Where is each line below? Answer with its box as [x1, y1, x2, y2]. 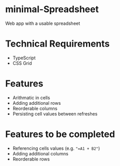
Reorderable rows [12, 156, 50, 162]
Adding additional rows [12, 100, 61, 106]
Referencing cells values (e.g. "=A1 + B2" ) [12, 145, 100, 151]
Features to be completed [5, 129, 115, 140]
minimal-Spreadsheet [5, 4, 99, 15]
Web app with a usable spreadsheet [5, 20, 81, 26]
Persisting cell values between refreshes [12, 110, 98, 117]
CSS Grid [12, 60, 32, 66]
